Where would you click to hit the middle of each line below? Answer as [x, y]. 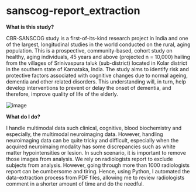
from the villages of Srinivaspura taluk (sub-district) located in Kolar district [97, 63]
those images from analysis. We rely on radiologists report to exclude [90, 159]
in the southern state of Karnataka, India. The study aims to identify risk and [97, 69]
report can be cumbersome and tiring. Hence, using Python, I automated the [98, 171]
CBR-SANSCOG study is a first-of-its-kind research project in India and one [97, 38]
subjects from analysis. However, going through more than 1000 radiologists [98, 165]
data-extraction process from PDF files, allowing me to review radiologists [95, 177]
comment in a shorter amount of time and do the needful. [75, 184]
